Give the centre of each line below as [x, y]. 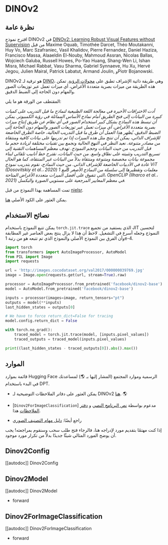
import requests [22, 261]
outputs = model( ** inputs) [33, 302]
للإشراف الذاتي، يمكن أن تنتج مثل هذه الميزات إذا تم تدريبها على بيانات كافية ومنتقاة [83, 138]
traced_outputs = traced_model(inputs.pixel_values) [70, 339]
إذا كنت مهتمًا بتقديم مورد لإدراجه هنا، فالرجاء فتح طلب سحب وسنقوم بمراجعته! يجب [83, 430]
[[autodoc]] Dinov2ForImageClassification [48, 528]
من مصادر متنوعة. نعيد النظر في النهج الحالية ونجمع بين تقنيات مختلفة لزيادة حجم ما [83, 143]
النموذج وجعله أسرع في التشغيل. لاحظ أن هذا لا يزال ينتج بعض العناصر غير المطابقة [82, 233]
